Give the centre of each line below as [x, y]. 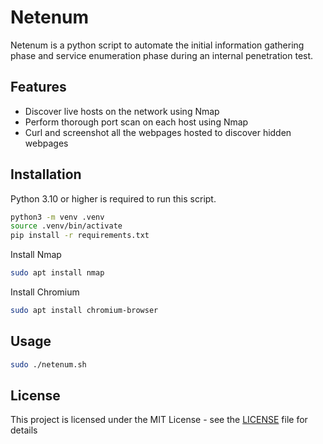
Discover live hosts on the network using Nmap [122, 111]
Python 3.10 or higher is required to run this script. [113, 198]
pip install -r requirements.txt [80, 236]
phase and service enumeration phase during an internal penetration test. [162, 55]
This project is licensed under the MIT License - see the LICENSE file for [159, 420]
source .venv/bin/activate [66, 226]
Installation [46, 174]
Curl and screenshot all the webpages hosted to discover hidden [158, 132]
